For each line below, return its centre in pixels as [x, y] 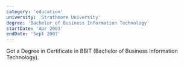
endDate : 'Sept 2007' [33, 34]
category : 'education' [35, 12]
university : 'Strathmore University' [54, 17]
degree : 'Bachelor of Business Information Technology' [78, 23]
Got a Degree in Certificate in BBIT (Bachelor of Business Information [92, 51]
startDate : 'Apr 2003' [35, 28]
